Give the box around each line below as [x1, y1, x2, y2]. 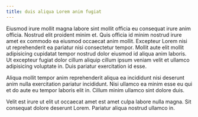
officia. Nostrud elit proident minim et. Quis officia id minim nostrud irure [6, 31, 182, 38]
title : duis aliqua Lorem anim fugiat [6, 8, 102, 15]
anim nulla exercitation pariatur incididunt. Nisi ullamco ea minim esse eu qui [6, 80, 193, 87]
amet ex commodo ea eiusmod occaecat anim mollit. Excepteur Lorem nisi [6, 37, 187, 44]
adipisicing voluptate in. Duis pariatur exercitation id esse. [6, 63, 147, 70]
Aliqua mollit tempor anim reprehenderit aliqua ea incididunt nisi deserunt [6, 74, 185, 81]
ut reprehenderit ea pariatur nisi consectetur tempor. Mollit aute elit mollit [6, 44, 184, 51]
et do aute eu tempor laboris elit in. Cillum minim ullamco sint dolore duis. [6, 86, 185, 93]
